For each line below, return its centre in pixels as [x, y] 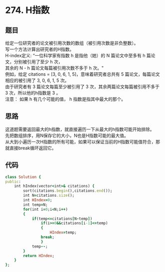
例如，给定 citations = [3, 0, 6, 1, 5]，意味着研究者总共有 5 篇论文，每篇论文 [83, 74]
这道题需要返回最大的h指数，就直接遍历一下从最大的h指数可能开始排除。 [80, 129]
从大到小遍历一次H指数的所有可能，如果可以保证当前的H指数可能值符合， [81, 141]
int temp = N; [36, 205]
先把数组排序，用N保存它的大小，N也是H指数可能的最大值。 [67, 136]
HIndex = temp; [63, 233]
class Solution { [23, 177]
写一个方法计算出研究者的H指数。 [40, 49]
